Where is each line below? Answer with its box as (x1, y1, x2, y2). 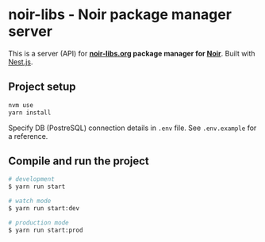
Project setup (8, 80, 77, 94)
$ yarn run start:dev (8, 204, 80, 212)
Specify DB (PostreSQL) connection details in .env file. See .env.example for (8, 123, 257, 133)
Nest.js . (8, 57, 33, 67)
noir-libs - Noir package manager (8, 6, 232, 24)
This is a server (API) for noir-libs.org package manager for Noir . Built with (8, 48, 255, 58)
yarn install (8, 109, 52, 117)
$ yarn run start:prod (8, 226, 83, 234)
